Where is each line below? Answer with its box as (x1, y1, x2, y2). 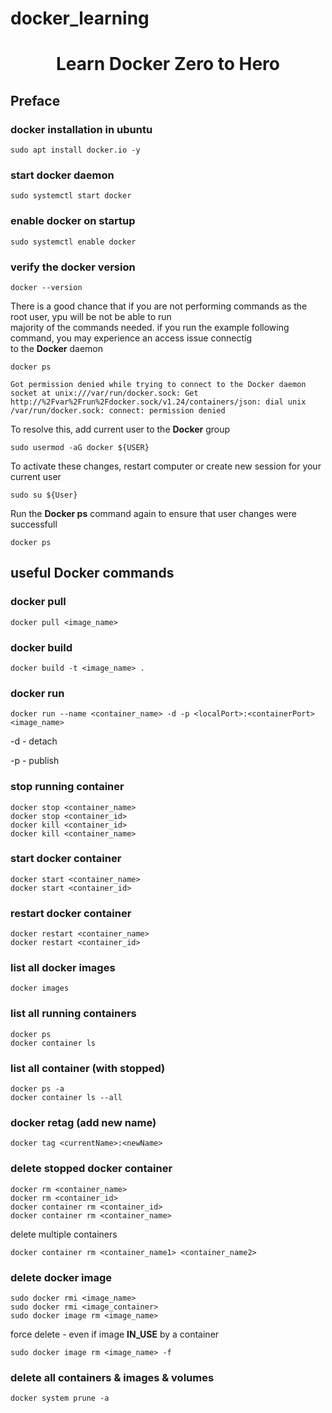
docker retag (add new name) (10, 1115, 157, 1129)
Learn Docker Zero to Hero (56, 53, 280, 76)
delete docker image (10, 1270, 113, 1284)
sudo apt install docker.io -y (10, 145, 141, 156)
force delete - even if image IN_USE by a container (10, 1328, 220, 1340)
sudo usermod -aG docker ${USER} (10, 442, 150, 452)
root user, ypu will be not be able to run (10, 310, 172, 322)
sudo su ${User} (10, 490, 78, 500)
